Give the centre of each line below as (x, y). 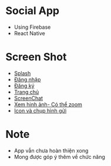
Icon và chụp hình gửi (40, 110)
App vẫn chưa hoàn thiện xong (51, 150)
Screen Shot (36, 57)
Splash (22, 73)
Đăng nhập (27, 79)
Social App (33, 11)
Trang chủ (26, 92)
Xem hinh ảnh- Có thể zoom (48, 104)
